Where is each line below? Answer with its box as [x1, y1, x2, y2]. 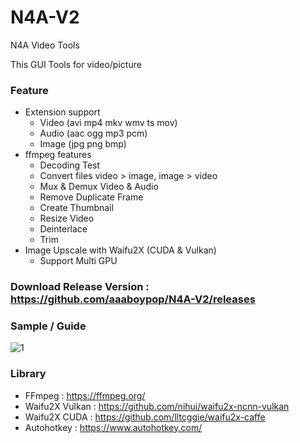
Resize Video [39, 212, 95, 225]
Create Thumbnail [39, 202, 114, 214]
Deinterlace [39, 223, 88, 235]
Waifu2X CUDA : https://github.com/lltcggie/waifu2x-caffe [24, 411, 266, 423]
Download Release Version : [10, 280, 150, 294]
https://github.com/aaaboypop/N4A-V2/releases [10, 292, 256, 306]
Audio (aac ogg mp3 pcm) [39, 127, 148, 140]
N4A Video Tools [10, 39, 80, 51]
